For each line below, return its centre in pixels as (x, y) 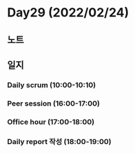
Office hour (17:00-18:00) (51, 121)
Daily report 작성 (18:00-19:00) (59, 141)
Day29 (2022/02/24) (68, 13)
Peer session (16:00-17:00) (53, 103)
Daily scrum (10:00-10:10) (52, 85)
